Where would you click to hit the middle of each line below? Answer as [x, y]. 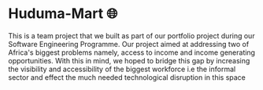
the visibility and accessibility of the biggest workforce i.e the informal [122, 69]
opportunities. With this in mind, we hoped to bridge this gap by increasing [129, 60]
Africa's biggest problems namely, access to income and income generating [132, 52]
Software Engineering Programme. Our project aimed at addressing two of [129, 44]
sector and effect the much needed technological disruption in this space [127, 77]
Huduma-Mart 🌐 [63, 14]
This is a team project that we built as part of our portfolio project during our [131, 35]
